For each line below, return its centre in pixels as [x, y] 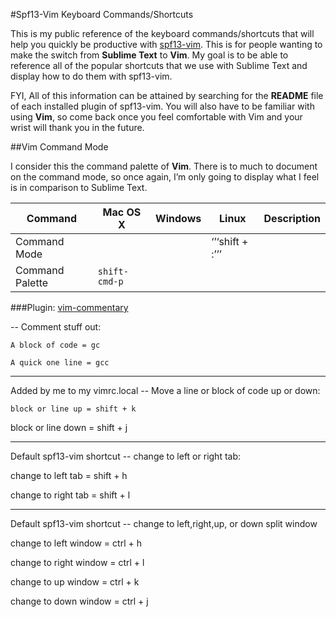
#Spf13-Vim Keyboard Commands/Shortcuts [102, 14]
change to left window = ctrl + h [76, 543]
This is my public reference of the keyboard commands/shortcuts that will [162, 33]
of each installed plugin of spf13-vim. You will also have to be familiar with [162, 106]
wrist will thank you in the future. [77, 127]
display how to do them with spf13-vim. [91, 76]
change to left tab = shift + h [69, 475]
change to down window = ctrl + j [79, 601]
